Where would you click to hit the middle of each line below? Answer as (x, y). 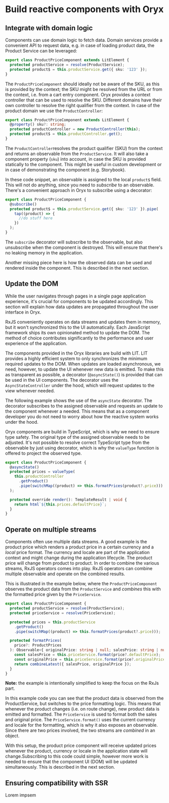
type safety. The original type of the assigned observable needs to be (77, 437)
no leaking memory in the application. (44, 253)
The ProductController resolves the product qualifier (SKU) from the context (84, 148)
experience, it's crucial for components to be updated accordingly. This (79, 301)
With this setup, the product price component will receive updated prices (81, 745)
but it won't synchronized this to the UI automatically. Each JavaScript (78, 327)
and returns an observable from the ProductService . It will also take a (77, 154)
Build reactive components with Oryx (84, 9)
